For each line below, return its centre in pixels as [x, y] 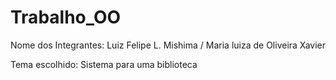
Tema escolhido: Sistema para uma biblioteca [104, 64]
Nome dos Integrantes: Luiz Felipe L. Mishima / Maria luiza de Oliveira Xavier [168, 45]
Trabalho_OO [66, 17]
